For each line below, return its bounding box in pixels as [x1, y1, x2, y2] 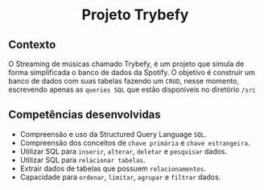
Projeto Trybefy [81, 6, 189, 24]
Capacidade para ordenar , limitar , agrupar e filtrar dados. [19, 171, 221, 182]
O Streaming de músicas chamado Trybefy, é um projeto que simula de [8, 59, 245, 68]
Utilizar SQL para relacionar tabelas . [19, 155, 146, 164]
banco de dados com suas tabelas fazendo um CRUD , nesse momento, [8, 76, 240, 85]
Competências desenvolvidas [8, 108, 161, 122]
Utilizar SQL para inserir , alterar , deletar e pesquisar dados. [19, 147, 228, 156]
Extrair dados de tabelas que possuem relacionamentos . [19, 163, 207, 173]
